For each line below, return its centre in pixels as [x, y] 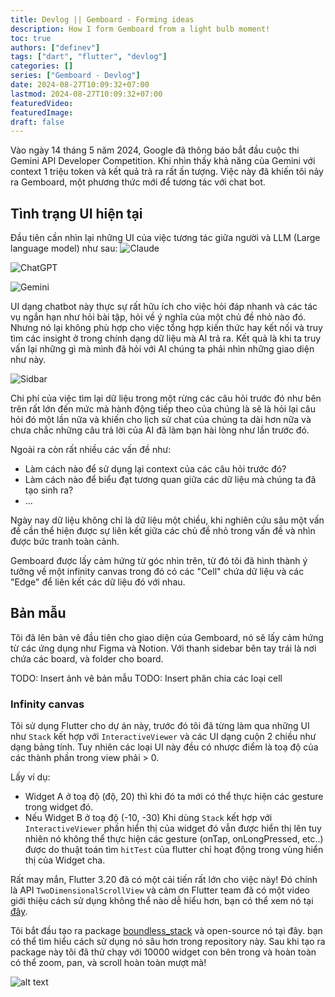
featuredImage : [42, 112]
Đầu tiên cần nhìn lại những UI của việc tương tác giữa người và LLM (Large [165, 238]
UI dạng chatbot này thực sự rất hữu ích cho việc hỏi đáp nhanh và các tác [164, 307]
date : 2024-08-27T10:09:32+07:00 [80, 85]
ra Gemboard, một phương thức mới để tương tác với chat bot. [138, 182]
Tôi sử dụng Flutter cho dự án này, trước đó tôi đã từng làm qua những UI [160, 726]
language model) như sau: [64, 248]
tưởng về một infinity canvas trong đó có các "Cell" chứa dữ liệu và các [157, 572]
